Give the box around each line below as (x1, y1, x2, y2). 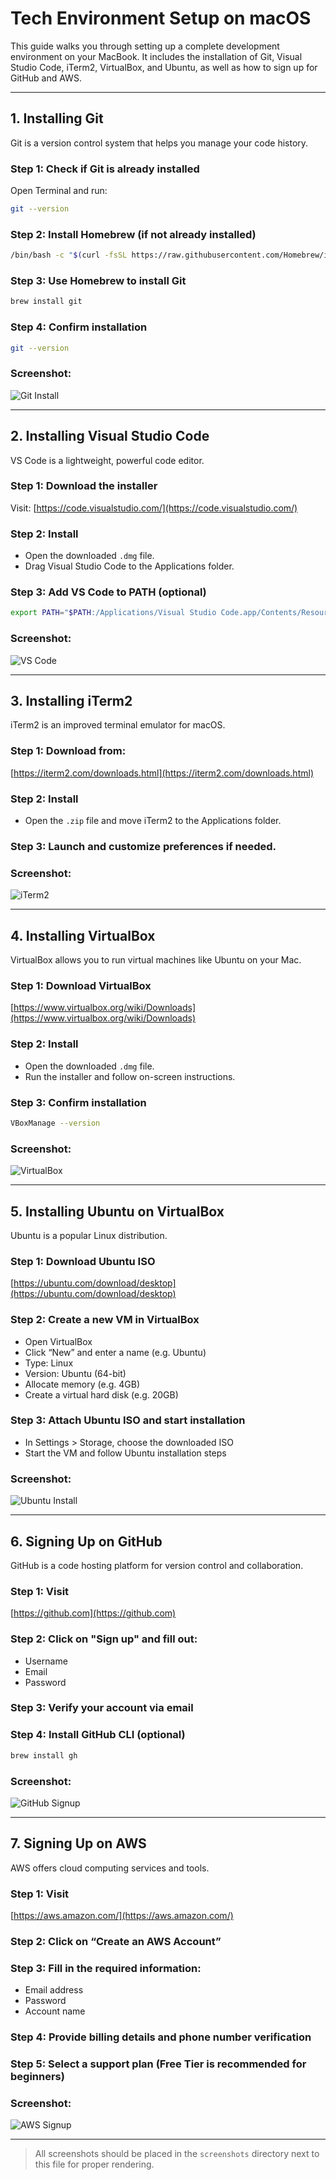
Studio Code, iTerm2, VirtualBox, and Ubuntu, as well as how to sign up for (10, 61, 318, 73)
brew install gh (10, 1750, 78, 1761)
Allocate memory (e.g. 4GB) (24, 1378, 141, 1390)
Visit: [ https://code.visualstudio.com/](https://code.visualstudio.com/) (10, 502, 298, 514)
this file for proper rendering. (34, 2158, 155, 2171)
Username (24, 1655, 68, 1667)
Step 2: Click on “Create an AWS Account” (10, 1934, 222, 1948)
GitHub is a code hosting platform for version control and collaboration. (10, 1559, 304, 1571)
